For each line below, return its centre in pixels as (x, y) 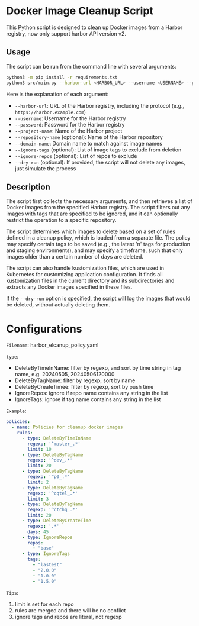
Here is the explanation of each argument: (57, 94)
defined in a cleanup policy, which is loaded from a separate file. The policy (98, 238)
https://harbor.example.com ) (50, 112)
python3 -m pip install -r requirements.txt (62, 77)
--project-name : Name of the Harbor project (68, 131)
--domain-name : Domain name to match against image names (89, 143)
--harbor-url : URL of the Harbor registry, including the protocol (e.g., (99, 105)
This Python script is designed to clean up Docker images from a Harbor (94, 27)
